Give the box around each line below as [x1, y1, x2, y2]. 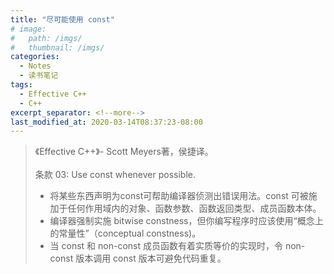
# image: [10, 24, 47, 34]
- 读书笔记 [19, 71, 59, 81]
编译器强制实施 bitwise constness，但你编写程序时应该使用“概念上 [49, 215, 324, 227]
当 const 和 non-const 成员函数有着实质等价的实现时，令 [49, 240, 283, 252]
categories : [10, 52, 60, 62]
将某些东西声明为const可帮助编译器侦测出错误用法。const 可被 [49, 190, 309, 202]
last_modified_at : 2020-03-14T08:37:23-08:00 [10, 117, 203, 127]
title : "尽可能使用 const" [10, 14, 115, 25]
